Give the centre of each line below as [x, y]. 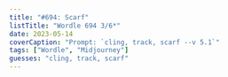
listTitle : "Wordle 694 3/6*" [65, 26]
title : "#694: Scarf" [49, 17]
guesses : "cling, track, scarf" [69, 58]
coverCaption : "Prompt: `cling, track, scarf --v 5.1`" [114, 42]
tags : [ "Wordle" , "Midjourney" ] [69, 50]
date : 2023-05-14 [41, 34]
